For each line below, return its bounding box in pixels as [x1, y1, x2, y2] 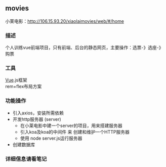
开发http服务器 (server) [12, 116, 62, 122]
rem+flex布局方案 [5, 83, 42, 90]
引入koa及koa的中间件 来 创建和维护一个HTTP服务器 [20, 129, 130, 135]
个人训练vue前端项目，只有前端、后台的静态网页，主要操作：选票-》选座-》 [5, 45, 163, 51]
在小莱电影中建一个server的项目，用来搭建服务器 [20, 122, 122, 129]
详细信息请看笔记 [5, 155, 47, 162]
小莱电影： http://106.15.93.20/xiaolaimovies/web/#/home [5, 18, 124, 24]
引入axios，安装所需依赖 [12, 110, 64, 116]
